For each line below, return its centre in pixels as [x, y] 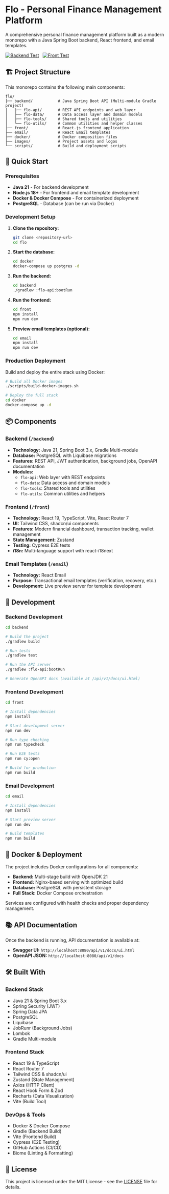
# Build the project [27, 636]
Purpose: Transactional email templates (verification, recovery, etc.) [84, 581]
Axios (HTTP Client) [33, 1085]
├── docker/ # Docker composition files [61, 137]
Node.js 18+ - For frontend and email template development [76, 193]
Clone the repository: [36, 228]
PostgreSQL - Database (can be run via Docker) [63, 204]
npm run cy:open [22, 759]
